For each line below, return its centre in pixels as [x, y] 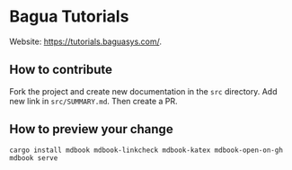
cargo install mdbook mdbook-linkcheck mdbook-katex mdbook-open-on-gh [146, 150]
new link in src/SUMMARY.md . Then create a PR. [93, 101]
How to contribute [61, 70]
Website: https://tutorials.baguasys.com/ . [86, 41]
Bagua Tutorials [69, 17]
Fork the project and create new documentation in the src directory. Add [143, 91]
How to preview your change [91, 129]
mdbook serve [34, 158]
